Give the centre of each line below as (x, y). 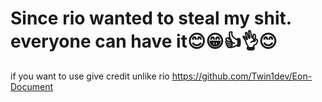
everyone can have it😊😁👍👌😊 (144, 41)
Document (32, 86)
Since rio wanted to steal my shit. (151, 18)
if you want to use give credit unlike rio (90, 76)
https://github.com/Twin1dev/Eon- (242, 76)
